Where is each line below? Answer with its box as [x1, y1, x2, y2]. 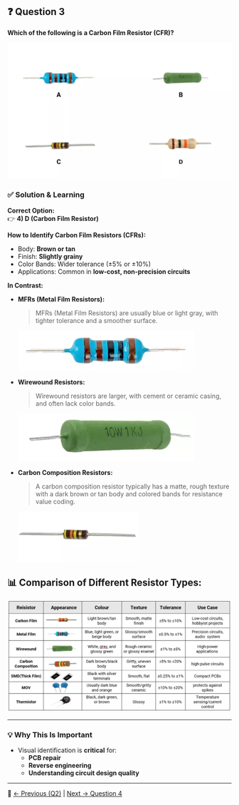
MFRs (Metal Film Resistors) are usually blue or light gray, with [35, 309, 218, 317]
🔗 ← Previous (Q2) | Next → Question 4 [7, 789, 122, 798]
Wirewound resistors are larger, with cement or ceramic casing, [35, 391, 222, 400]
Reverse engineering [28, 762, 92, 770]
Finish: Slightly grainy [17, 252, 83, 260]
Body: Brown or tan [17, 245, 76, 253]
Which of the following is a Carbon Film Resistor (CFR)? [7, 28, 174, 37]
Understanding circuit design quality [28, 769, 140, 777]
